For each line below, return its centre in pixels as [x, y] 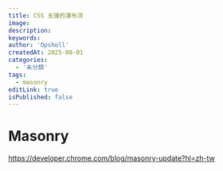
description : [30, 30]
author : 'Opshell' [39, 45]
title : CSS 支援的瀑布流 [46, 16]
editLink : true [33, 89]
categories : [28, 60]
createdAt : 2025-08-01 [46, 52]
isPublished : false [41, 97]
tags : [17, 75]
